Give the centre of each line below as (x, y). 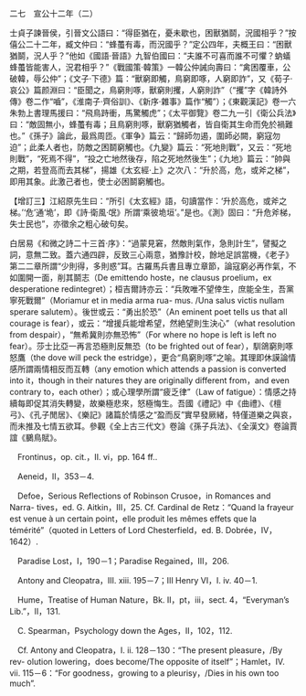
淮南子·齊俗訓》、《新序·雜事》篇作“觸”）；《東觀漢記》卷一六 (186, 102)
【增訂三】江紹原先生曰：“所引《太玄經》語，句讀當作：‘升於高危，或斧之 (148, 201)
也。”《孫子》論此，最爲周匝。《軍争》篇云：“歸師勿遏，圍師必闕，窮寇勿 (145, 136)
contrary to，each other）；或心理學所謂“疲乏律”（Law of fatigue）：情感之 (149, 392)
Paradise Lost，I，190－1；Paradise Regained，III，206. (123, 561)
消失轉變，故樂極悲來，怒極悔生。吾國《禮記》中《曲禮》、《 (161, 403)
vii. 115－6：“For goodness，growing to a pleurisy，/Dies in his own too (144, 673)
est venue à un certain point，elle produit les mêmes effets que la (133, 519)
